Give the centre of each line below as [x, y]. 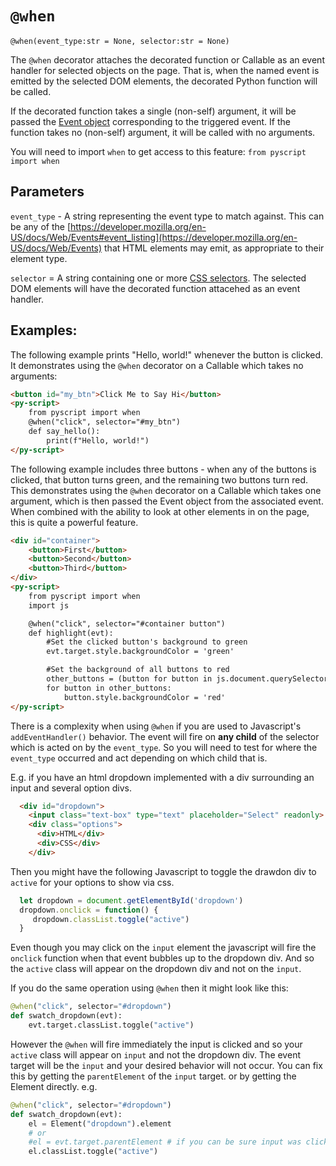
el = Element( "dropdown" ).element [100, 1123]
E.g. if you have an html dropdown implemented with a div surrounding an [162, 777]
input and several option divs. [71, 788]
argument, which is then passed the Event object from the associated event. [167, 501]
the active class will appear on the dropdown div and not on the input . [156, 969]
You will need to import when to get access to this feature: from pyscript [158, 151]
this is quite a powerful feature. [74, 522]
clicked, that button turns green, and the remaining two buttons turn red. [159, 479]
